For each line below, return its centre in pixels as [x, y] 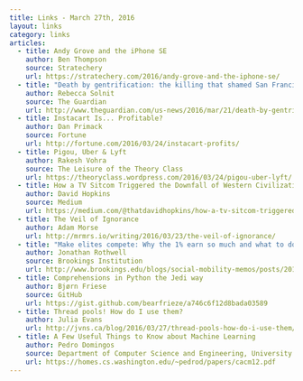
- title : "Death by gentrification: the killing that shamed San [143, 85]
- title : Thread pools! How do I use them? [100, 311]
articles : [28, 43]
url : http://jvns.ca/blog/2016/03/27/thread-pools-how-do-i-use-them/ [161, 329]
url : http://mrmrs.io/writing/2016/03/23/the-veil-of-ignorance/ [151, 236]
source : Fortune [56, 135]
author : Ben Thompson [66, 60]
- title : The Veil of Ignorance [78, 219]
